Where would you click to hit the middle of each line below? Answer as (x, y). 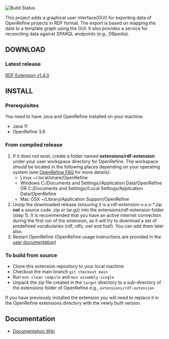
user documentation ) (34, 242)
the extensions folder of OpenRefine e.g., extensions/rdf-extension (83, 288)
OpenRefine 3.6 (29, 132)
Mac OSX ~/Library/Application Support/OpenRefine (75, 199)
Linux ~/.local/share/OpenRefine (54, 177)
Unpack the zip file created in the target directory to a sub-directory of (87, 282)
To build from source (31, 255)
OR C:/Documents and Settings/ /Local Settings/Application (81, 188)
